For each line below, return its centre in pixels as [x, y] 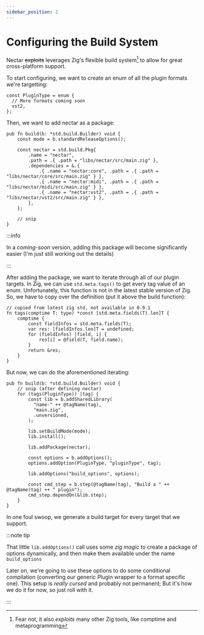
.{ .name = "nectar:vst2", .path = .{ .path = [99, 193]
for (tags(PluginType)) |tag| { [58, 394]
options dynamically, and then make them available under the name [91, 554]
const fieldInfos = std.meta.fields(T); [80, 324]
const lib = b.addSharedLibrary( [70, 400]
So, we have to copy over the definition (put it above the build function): [96, 297]
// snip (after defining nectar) [59, 389]
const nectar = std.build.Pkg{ [57, 150]
